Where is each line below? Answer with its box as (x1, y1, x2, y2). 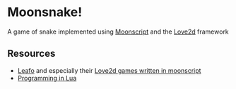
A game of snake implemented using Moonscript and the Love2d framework (7, 27, 230, 36)
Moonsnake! (7, 4, 83, 20)
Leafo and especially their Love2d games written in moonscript (17, 66, 201, 74)
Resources (7, 48, 56, 60)
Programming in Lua (17, 74, 77, 82)
